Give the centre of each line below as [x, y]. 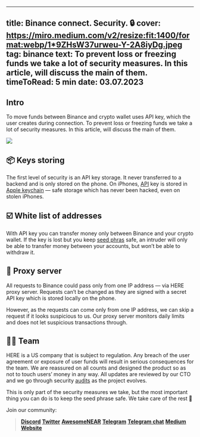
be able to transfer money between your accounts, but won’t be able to [93, 246]
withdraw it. [21, 252]
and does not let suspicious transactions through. [67, 322]
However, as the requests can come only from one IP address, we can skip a [100, 309]
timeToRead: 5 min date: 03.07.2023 [75, 82]
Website [31, 428]
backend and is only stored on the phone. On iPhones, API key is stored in [97, 184]
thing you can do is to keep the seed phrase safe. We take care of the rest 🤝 [99, 399]
